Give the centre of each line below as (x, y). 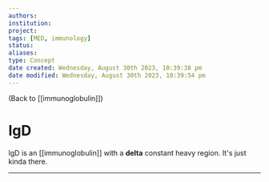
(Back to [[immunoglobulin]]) (56, 98)
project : (23, 30)
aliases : (23, 53)
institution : (30, 23)
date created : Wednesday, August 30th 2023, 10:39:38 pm (105, 68)
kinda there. (28, 161)
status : (21, 46)
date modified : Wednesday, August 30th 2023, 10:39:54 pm (107, 75)
